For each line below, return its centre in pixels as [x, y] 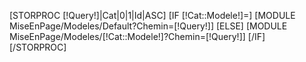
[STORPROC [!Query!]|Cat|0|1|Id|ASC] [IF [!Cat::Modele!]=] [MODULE [152, 15]
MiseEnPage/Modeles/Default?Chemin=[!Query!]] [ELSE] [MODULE [148, 26]
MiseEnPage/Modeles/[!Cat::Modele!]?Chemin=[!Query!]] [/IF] [137, 36]
